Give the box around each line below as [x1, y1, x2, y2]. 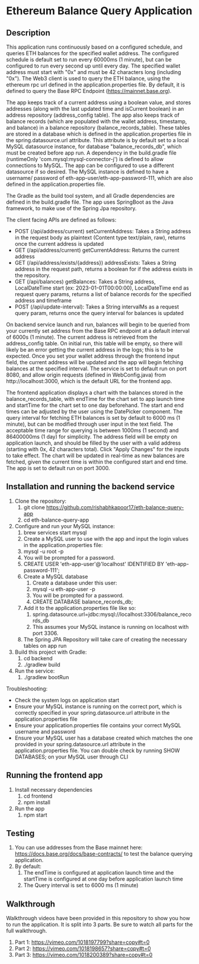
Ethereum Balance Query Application [6, 4, 192, 18]
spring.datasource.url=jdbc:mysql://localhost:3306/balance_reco [32, 610, 192, 618]
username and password [14, 728, 76, 735]
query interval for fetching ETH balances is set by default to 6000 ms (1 [6, 414, 181, 421]
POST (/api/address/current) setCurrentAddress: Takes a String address [14, 228, 191, 234]
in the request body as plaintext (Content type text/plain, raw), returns [14, 234, 186, 241]
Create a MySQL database [23, 573, 88, 580]
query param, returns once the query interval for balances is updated [14, 310, 184, 316]
